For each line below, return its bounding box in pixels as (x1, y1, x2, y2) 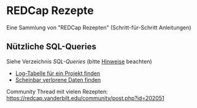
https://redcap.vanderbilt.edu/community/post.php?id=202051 (6, 94, 164, 101)
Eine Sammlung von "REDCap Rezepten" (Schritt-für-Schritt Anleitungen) (6, 24, 191, 31)
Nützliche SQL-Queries (6, 41, 96, 52)
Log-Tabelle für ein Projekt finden (15, 70, 100, 77)
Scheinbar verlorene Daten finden (15, 76, 101, 83)
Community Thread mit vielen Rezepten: (6, 88, 109, 95)
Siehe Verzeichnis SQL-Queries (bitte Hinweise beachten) (6, 57, 152, 65)
